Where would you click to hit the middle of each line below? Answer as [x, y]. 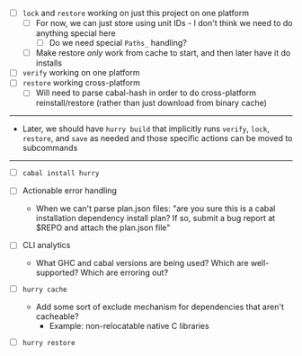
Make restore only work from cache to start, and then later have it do [163, 53]
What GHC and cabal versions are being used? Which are [142, 263]
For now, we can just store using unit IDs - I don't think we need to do [164, 23]
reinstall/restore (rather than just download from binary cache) [151, 103]
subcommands [50, 148]
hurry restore [49, 343]
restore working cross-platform [81, 83]
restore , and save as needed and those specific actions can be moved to [157, 138]
